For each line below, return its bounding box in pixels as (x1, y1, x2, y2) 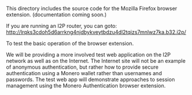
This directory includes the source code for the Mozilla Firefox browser (6, 5, 177, 12)
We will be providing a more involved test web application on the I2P (6, 51, 171, 58)
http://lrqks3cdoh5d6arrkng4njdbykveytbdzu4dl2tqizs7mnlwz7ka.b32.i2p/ (6, 29, 186, 36)
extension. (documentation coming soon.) (6, 11, 107, 18)
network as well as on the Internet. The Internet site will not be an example (6, 58, 186, 64)
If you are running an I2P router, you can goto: (6, 23, 117, 29)
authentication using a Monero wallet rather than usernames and (6, 70, 162, 76)
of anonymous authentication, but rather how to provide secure (6, 64, 159, 71)
